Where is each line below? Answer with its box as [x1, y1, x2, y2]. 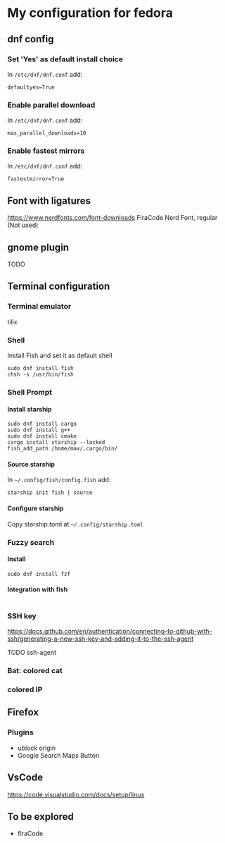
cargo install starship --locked [7, 439, 105, 446]
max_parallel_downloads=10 [7, 130, 86, 137]
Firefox [7, 706, 39, 718]
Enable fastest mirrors [7, 146, 85, 156]
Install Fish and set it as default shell [7, 351, 112, 360]
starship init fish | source [7, 489, 93, 496]
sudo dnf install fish [7, 365, 74, 372]
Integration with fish [7, 585, 68, 593]
